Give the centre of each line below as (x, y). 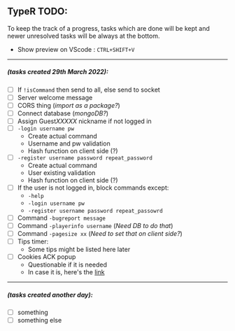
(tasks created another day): (50, 295)
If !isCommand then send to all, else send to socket (89, 90)
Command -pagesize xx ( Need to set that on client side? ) (100, 233)
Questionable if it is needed (67, 265)
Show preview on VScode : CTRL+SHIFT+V (76, 49)
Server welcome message (55, 97)
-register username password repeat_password (85, 158)
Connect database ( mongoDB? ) (63, 113)
